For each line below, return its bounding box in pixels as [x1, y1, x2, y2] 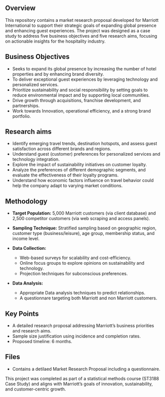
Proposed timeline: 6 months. [12, 339, 73, 344]
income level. [12, 235, 40, 242]
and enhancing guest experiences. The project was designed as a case [5, 27, 151, 34]
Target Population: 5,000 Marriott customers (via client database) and [12, 210, 156, 216]
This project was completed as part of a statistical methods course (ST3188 [5, 375, 160, 381]
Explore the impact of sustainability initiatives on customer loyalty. [12, 162, 147, 168]
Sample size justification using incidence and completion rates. [12, 333, 141, 339]
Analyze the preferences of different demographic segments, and [12, 167, 146, 173]
